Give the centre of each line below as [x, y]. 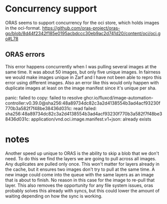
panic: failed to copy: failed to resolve [44, 97]
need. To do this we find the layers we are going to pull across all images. [81, 158]
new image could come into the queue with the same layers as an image [79, 174]
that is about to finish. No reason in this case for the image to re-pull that [80, 180]
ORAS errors [25, 55]
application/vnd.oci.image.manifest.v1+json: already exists [91, 119]
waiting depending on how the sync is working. [54, 196]
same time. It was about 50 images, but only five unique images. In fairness [83, 72]
